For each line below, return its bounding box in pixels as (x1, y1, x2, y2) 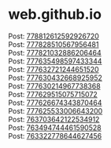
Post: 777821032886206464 (8, 48, 102, 57)
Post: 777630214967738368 (8, 81, 101, 91)
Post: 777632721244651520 (8, 64, 100, 74)
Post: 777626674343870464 (8, 98, 102, 107)
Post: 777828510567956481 (8, 39, 99, 49)
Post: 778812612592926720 (8, 31, 100, 41)
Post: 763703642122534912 (8, 114, 100, 124)
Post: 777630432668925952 (8, 73, 102, 82)
